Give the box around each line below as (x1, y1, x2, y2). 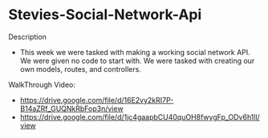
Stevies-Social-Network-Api (8, 6, 202, 24)
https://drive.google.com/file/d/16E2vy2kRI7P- (19, 95, 174, 104)
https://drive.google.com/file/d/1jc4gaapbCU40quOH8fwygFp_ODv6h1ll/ (19, 112, 261, 121)
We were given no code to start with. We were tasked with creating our (19, 56, 255, 65)
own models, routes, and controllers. (19, 64, 142, 73)
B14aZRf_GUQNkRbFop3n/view (19, 104, 124, 113)
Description (8, 32, 47, 41)
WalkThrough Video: (8, 80, 76, 89)
